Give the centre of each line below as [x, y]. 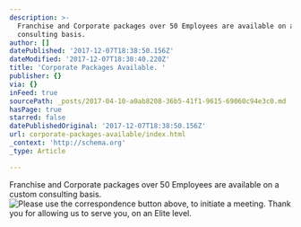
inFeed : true [34, 92]
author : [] [30, 43]
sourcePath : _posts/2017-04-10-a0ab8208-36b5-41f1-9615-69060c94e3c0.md [148, 101]
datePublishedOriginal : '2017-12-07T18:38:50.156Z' [107, 127]
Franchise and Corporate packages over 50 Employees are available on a [144, 184]
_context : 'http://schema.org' [68, 143]
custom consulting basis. [56, 194]
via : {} [24, 84]
